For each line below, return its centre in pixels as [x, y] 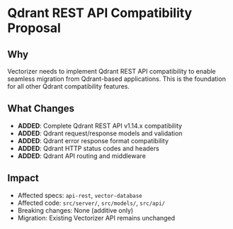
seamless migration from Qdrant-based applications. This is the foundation [117, 79]
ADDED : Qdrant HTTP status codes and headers [88, 148]
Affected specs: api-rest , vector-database [80, 195]
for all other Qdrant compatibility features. [68, 86]
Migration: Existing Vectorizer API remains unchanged [96, 218]
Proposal [34, 28]
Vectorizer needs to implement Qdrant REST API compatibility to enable [112, 71]
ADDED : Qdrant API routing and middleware [82, 156]
